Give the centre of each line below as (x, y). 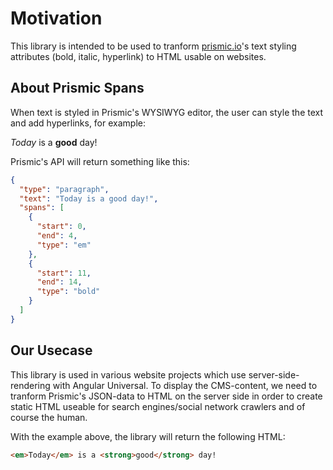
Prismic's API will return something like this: (100, 161)
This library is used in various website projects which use (128, 374)
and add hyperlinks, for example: (78, 123)
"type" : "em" (64, 245)
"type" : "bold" (68, 292)
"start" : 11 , (64, 273)
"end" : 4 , (57, 236)
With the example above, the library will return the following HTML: (148, 436)
